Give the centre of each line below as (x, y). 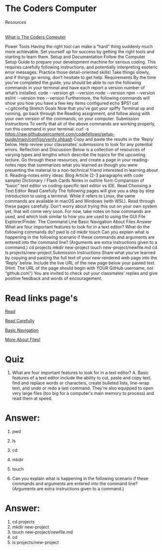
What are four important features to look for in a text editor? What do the (77, 227)
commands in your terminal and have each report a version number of (75, 88)
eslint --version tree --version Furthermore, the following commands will (77, 98)
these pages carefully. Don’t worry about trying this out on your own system (81, 206)
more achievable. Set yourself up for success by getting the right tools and (80, 52)
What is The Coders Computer (36, 37)
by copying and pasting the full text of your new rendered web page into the (81, 258)
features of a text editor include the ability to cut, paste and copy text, (82, 378)
